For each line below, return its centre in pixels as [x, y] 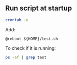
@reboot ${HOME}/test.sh [32, 39]
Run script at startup [39, 8]
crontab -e [17, 20]
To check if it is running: [31, 48]
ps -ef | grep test [26, 57]
